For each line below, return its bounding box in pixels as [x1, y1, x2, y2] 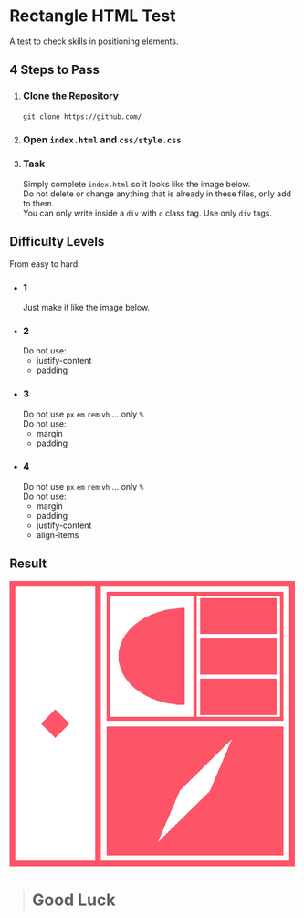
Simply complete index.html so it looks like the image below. [22, 178, 251, 189]
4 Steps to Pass [9, 62, 100, 78]
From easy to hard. [9, 258, 80, 269]
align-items [36, 529, 79, 540]
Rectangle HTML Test [9, 5, 176, 26]
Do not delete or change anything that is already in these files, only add [22, 188, 292, 199]
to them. [22, 197, 55, 208]
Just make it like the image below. [22, 301, 151, 312]
